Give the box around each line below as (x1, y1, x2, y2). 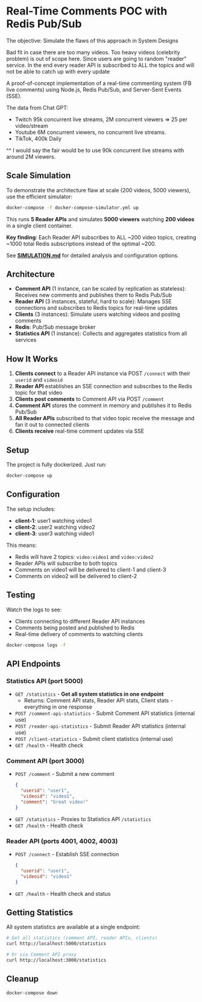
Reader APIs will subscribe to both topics (14, 559, 118, 567)
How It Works (6, 354, 58, 364)
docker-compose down (6, 990, 58, 996)
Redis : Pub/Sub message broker (14, 324, 96, 331)
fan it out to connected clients (14, 421, 89, 429)
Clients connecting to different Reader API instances (14, 617, 145, 625)
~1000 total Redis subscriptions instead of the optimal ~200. (6, 240, 156, 247)
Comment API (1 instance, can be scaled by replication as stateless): (14, 285, 186, 292)
